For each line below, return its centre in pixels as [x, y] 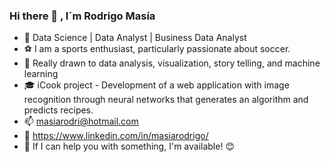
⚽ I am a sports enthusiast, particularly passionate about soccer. [157, 49]
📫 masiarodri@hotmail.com [81, 121]
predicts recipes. [58, 110]
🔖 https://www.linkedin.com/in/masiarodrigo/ [116, 136]
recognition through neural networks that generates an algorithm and [166, 100]
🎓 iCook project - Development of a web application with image [156, 85]
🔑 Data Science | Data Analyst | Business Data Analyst [135, 38]
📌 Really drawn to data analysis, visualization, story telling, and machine [172, 63]
